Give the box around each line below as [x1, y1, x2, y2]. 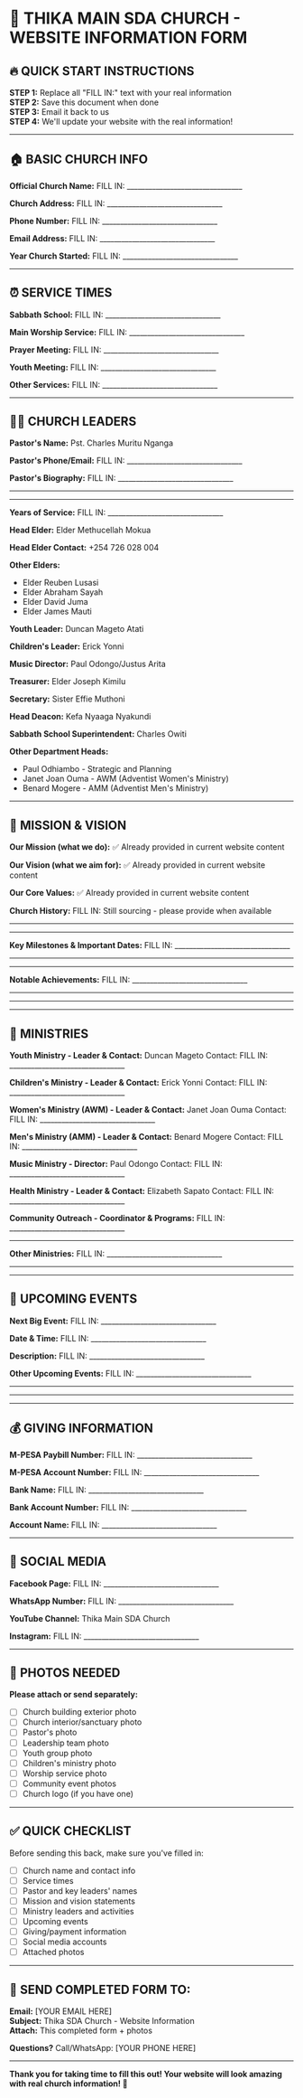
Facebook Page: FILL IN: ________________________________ [9, 1577, 219, 1589]
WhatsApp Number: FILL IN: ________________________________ [9, 1595, 234, 1606]
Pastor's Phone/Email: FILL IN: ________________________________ [9, 456, 243, 466]
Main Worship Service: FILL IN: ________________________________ [9, 326, 245, 337]
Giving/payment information [22, 1926, 127, 1937]
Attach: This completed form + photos [9, 2025, 153, 2037]
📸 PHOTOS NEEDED [9, 1665, 121, 1680]
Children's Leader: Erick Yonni [9, 641, 124, 652]
